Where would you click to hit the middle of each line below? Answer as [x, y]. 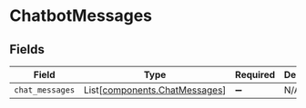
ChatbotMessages [81, 16]
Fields [27, 49]
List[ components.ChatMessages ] [155, 90]
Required [255, 75]
